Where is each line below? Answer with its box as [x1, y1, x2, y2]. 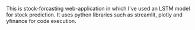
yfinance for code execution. [6, 18, 76, 24]
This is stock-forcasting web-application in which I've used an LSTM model [6, 5, 190, 12]
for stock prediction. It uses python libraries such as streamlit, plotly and [6, 11, 183, 18]
